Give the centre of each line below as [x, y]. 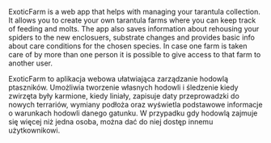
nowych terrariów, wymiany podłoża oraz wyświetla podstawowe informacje [135, 105]
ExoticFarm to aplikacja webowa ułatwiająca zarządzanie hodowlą [119, 79]
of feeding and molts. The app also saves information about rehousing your [134, 29]
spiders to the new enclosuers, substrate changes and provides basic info [131, 37]
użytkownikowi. [34, 130]
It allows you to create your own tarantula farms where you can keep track [132, 20]
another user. [31, 63]
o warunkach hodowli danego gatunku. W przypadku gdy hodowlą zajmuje [133, 113]
